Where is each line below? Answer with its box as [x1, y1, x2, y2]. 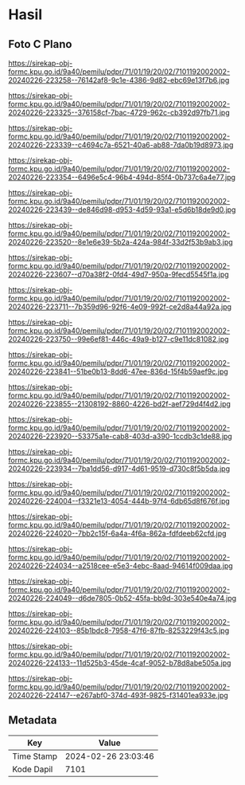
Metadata [8, 713, 57, 727]
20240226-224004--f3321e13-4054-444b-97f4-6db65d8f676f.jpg [8, 497, 231, 505]
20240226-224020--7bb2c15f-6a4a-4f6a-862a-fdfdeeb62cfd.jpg [8, 528, 227, 538]
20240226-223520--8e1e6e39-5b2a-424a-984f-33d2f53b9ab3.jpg [8, 237, 233, 246]
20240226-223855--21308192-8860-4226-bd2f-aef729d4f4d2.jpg [8, 399, 231, 408]
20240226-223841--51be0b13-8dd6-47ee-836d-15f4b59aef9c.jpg [8, 367, 228, 376]
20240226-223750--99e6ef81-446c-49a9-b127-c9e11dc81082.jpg [8, 335, 229, 343]
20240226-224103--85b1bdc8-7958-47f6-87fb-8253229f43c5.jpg [8, 626, 230, 635]
